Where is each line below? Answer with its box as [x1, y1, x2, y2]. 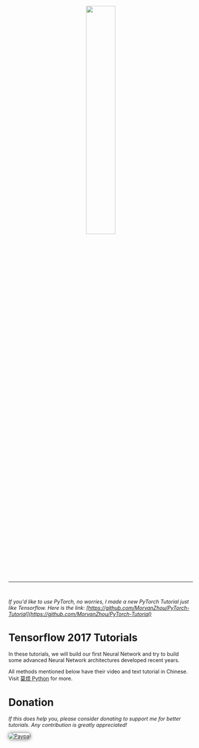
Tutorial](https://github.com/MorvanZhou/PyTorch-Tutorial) [8, 610, 152, 617]
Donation [8, 696, 54, 709]
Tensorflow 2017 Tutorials [8, 631, 138, 644]
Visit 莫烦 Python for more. [8, 675, 73, 682]
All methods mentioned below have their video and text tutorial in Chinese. [8, 668, 188, 675]
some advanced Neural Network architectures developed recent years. [8, 656, 180, 664]
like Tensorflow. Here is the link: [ [8, 605, 88, 611]
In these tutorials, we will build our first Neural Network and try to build [8, 650, 179, 657]
